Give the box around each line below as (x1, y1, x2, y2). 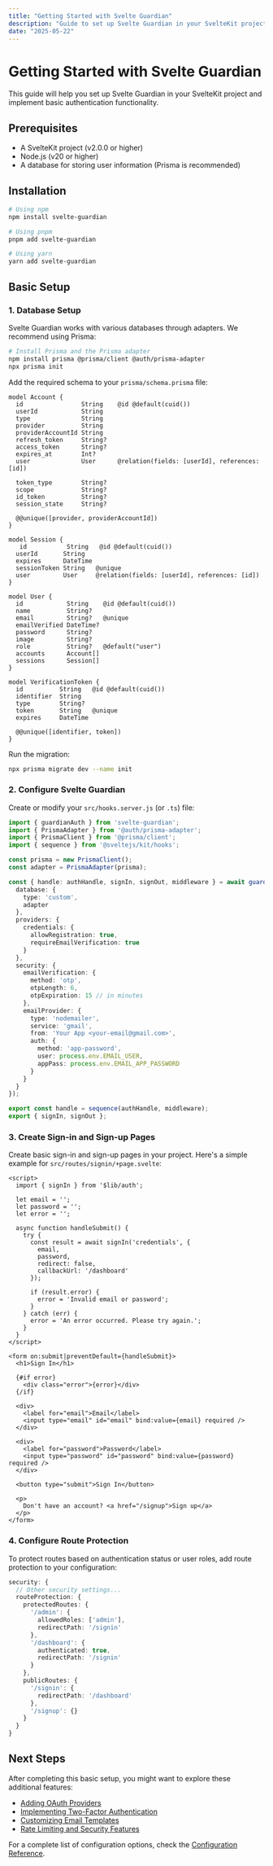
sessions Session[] (15, 656, 100, 664)
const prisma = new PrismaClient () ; (8, 856, 132, 864)
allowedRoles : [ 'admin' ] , (37, 1616, 126, 1624)
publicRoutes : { (23, 1676, 79, 1685)
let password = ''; (15, 1202, 82, 1211)
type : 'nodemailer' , (29, 1014, 100, 1023)
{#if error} (15, 1373, 57, 1382)
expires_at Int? (15, 449, 96, 458)
